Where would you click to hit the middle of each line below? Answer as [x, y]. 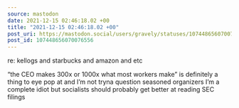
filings [16, 97]
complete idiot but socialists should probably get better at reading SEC [111, 90]
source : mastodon [33, 14]
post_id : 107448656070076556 [51, 40]
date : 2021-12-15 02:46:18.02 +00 [59, 21]
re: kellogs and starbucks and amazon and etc [75, 60]
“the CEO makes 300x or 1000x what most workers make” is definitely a [113, 75]
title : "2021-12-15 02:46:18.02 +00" [63, 27]
